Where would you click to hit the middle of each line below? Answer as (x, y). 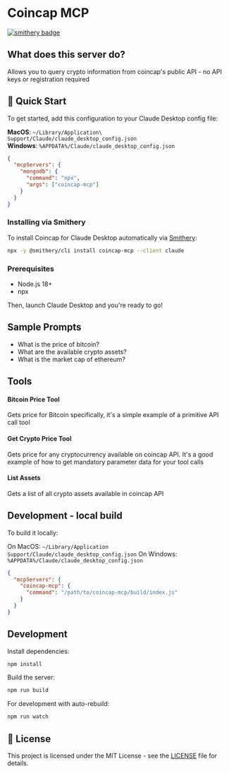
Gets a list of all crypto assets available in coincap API (86, 493)
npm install (25, 664)
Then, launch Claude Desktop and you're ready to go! (85, 305)
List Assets (24, 478)
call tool (19, 422)
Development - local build (65, 516)
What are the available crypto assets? (72, 352)
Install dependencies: (38, 651)
